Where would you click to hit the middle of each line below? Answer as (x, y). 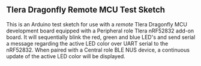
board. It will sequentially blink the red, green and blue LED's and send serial (101, 37)
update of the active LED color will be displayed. (66, 56)
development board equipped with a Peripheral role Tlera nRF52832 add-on (100, 31)
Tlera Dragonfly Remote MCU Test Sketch (86, 10)
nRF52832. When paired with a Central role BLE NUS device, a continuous (98, 50)
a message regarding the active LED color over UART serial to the (87, 43)
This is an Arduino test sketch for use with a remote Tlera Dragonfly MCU (97, 24)
